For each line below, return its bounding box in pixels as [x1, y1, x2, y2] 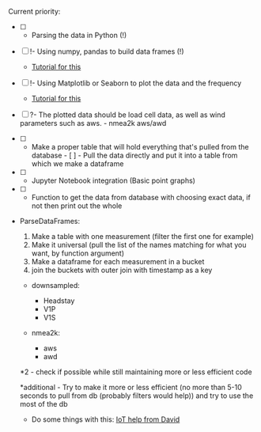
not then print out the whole [31, 201, 123, 210]
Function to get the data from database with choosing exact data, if [31, 193, 251, 202]
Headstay [43, 296, 75, 305]
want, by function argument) [31, 248, 125, 258]
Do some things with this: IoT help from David [31, 415, 180, 424]
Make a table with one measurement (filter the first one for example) [31, 232, 255, 241]
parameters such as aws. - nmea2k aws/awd [19, 119, 167, 127]
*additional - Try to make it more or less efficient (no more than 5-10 [19, 383, 243, 392]
